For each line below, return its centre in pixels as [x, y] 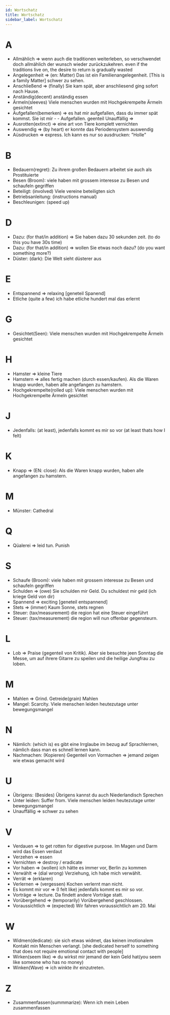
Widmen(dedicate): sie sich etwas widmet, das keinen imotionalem [83, 940]
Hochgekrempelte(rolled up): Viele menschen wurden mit [73, 390]
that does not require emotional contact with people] [68, 951]
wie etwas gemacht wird [39, 760]
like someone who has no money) [48, 962]
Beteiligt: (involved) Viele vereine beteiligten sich [64, 191]
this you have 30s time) [37, 243]
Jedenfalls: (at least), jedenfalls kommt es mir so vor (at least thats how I [89, 430]
